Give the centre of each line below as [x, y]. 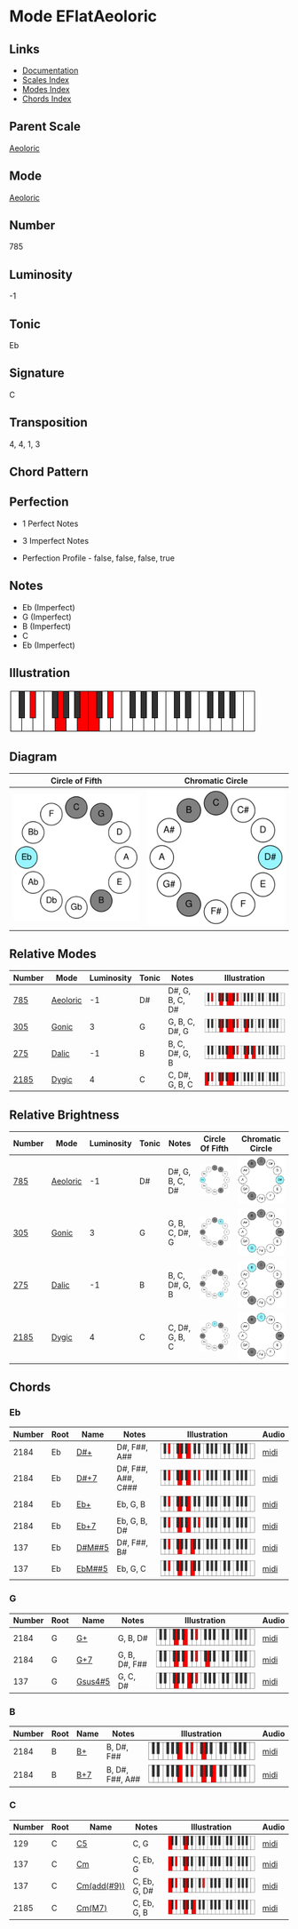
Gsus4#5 [94, 1681]
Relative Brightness [64, 1115]
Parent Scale [45, 127]
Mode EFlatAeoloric [83, 16]
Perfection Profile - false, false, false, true [98, 558]
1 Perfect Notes [50, 523]
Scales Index [45, 80]
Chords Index [47, 99]
